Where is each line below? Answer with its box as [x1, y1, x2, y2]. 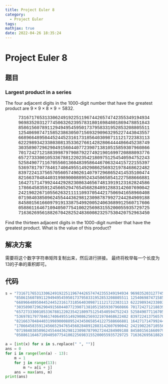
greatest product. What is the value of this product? [5, 225, 111, 231]
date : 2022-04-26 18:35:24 [5, 31, 61, 36]
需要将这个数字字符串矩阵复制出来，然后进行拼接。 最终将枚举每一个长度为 [5, 255, 160, 261]
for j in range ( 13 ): [14, 360, 57, 365]
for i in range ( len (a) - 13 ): [5, 351, 68, 356]
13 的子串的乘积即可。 [5, 261, 49, 267]
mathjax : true [5, 26, 35, 31]
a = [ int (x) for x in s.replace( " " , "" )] [5, 341, 95, 347]
